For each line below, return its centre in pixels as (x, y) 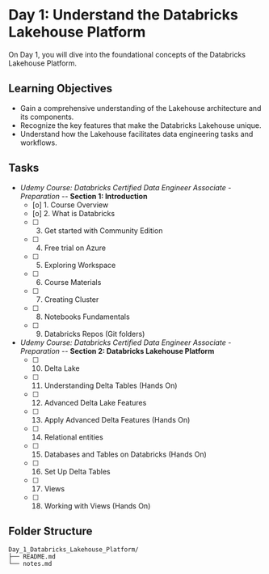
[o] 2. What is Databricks (74, 213)
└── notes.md (30, 564)
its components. (47, 117)
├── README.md (32, 557)
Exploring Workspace (80, 265)
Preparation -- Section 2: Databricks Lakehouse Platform (117, 351)
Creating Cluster (71, 299)
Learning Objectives (61, 89)
